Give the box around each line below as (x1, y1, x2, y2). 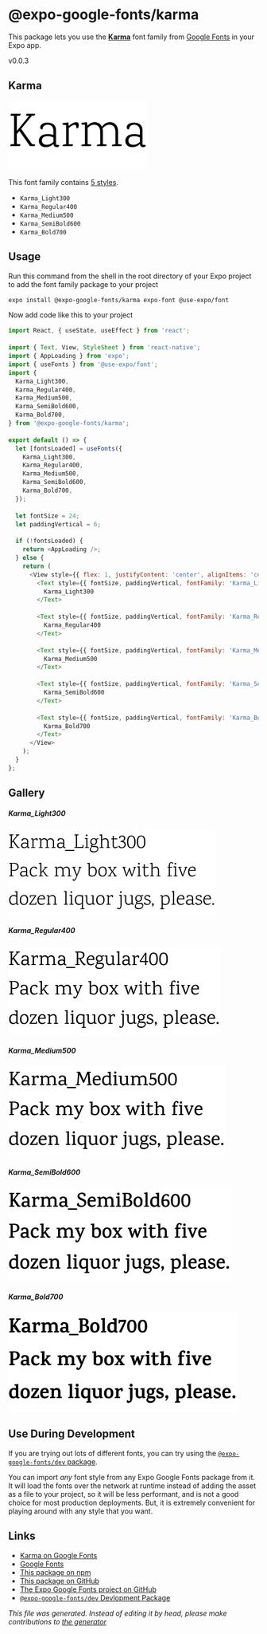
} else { (15, 554, 44, 562)
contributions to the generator (8, 1616, 107, 1626)
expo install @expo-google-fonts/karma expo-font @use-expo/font (8, 296, 229, 304)
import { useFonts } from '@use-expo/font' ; (8, 360, 158, 368)
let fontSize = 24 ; (15, 512, 80, 520)
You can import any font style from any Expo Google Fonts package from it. (8, 1472, 256, 1482)
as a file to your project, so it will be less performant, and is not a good (8, 1489, 239, 1498)
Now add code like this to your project (8, 310, 133, 320)
